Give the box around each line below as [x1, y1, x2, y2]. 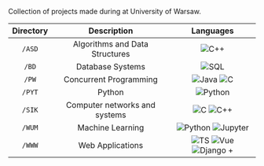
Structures [91, 49, 130, 59]
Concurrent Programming [64, 74, 159, 85]
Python [97, 87, 124, 98]
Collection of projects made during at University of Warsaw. [8, 7, 202, 16]
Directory [12, 25, 49, 36]
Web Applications [78, 140, 144, 150]
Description [88, 25, 134, 36]
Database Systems [75, 61, 145, 72]
